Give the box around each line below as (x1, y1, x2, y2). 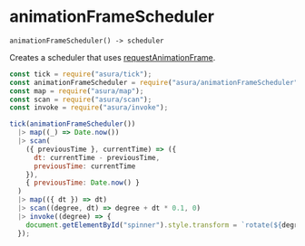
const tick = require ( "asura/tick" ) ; (9, 70, 152, 79)
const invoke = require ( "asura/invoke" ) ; (9, 103, 169, 112)
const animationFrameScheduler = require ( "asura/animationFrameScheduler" (9, 78, 299, 87)
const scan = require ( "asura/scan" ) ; (9, 95, 152, 104)
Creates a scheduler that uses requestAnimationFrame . (9, 52, 216, 62)
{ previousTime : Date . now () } (25, 178, 141, 187)
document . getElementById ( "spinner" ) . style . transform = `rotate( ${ (25, 220, 282, 230)
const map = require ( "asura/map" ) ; (9, 86, 144, 96)
